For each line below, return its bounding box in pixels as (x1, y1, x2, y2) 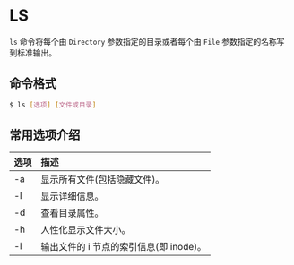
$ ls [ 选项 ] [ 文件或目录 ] (9, 100, 97, 109)
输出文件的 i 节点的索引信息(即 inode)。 (40, 241, 207, 253)
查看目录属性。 (40, 207, 105, 219)
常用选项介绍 (9, 127, 81, 143)
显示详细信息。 (40, 190, 105, 202)
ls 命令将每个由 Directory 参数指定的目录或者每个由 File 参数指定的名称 (9, 36, 278, 47)
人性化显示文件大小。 (40, 224, 132, 236)
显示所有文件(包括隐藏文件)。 (40, 174, 165, 186)
